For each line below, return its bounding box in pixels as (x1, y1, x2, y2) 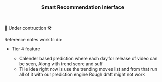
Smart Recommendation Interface (41, 4, 125, 11)
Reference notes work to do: (4, 37, 63, 42)
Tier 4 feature (11, 46, 40, 52)
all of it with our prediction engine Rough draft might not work (19, 71, 145, 78)
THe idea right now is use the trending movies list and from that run (19, 66, 157, 72)
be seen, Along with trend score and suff (19, 61, 103, 67)
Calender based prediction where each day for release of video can (19, 56, 158, 62)
